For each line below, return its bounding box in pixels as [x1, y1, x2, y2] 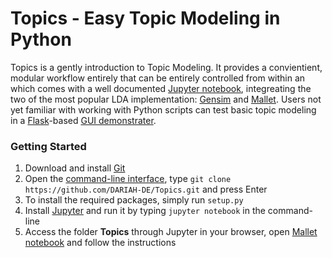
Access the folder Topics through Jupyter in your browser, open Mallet [24, 226, 318, 238]
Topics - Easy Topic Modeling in [10, 7, 281, 30]
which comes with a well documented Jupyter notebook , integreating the [10, 82, 312, 94]
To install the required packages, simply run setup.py [24, 194, 244, 206]
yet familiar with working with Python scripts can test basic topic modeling [10, 103, 317, 116]
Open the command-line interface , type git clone [24, 173, 232, 185]
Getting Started [10, 139, 87, 153]
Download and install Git [24, 162, 126, 174]
